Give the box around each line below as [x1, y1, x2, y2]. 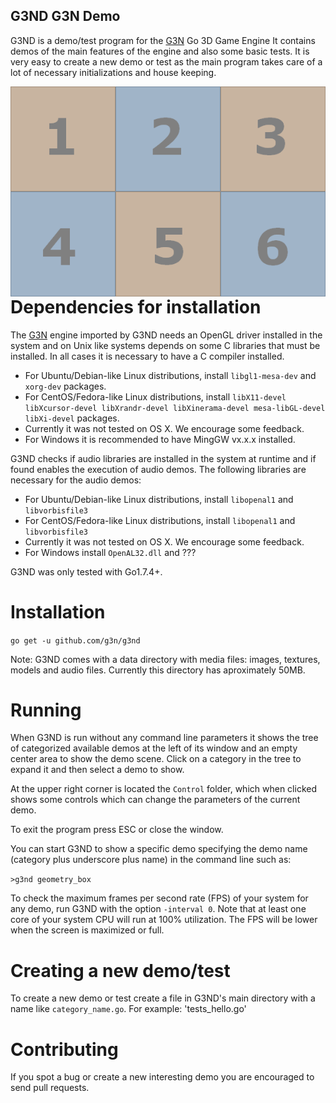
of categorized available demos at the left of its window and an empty [10, 742, 298, 754]
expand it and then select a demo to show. [10, 764, 185, 776]
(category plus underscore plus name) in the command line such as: [10, 854, 292, 866]
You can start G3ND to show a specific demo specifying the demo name [10, 843, 308, 855]
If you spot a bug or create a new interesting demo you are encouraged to [10, 1071, 315, 1083]
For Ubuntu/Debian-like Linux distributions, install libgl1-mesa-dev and [24, 369, 317, 381]
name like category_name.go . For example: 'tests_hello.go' [10, 1003, 247, 1015]
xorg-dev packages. [24, 380, 107, 392]
